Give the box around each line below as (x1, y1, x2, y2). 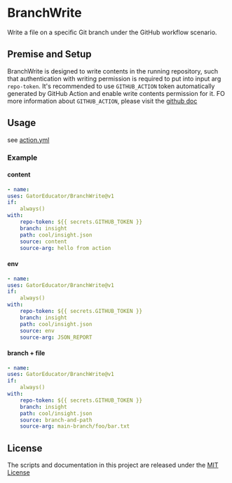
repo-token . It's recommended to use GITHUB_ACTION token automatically (7, 82, 215, 90)
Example (7, 153, 38, 162)
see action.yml (7, 135, 50, 144)
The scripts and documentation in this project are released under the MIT (7, 461, 219, 470)
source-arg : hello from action (20, 244, 111, 251)
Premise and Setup (7, 48, 92, 60)
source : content (20, 238, 68, 245)
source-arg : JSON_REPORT (20, 334, 93, 341)
